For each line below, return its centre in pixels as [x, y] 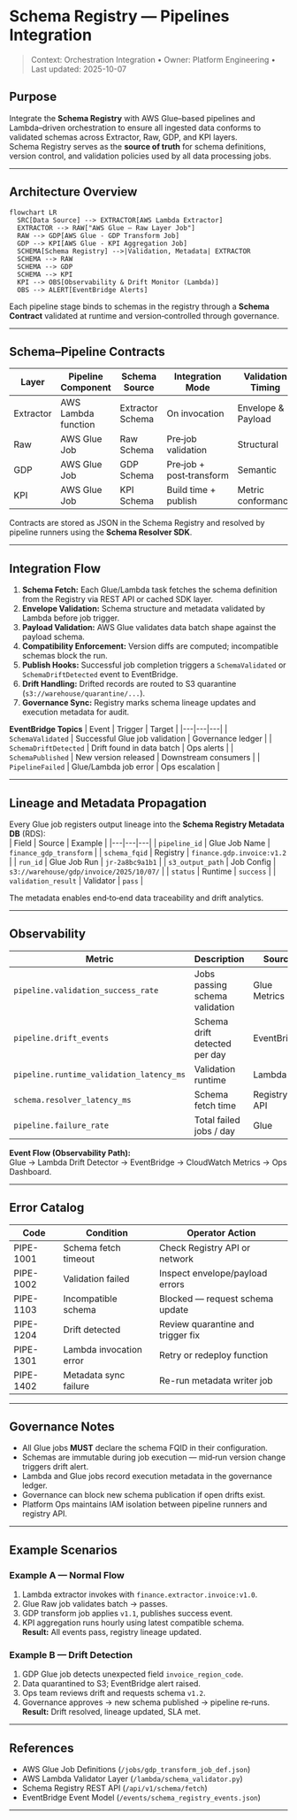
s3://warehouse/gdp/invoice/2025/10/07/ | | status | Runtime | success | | [143, 871]
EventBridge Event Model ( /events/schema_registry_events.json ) [141, 1798]
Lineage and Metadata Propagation [108, 803]
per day [210, 1054]
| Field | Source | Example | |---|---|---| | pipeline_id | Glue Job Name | [140, 843]
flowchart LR [33, 212]
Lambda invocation [103, 1349]
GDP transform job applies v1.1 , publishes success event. [127, 1614]
